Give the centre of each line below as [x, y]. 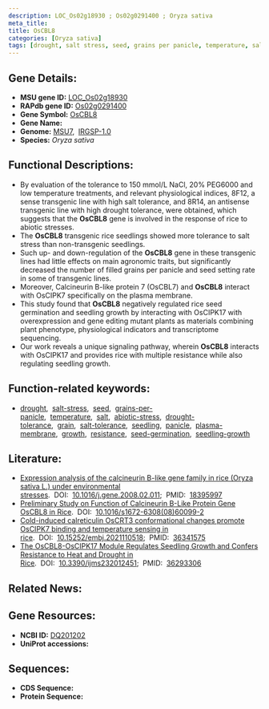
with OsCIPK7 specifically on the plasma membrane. [106, 295]
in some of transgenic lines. [66, 278]
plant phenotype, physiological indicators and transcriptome [119, 329]
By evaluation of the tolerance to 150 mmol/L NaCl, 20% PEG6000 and [137, 184]
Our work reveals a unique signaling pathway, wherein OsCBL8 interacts [139, 346]
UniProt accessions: [54, 643]
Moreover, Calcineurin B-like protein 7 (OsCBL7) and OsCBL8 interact [135, 286]
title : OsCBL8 [32, 30]
